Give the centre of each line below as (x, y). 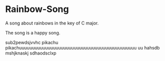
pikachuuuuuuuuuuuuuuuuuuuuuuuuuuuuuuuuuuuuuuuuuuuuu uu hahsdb (82, 47)
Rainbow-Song (37, 9)
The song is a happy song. (33, 32)
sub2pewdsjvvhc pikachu (32, 42)
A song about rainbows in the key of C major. (52, 23)
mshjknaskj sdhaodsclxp (31, 53)
